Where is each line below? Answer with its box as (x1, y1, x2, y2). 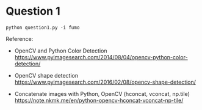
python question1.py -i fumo (5, 24, 80, 31)
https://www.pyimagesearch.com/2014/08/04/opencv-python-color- (14, 53, 188, 61)
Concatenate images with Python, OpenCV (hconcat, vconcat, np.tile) (14, 90, 190, 97)
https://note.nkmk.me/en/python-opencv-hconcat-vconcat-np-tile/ (14, 97, 184, 104)
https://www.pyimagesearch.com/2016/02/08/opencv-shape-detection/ (14, 78, 197, 86)
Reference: (5, 35, 34, 42)
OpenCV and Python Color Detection (14, 47, 107, 54)
